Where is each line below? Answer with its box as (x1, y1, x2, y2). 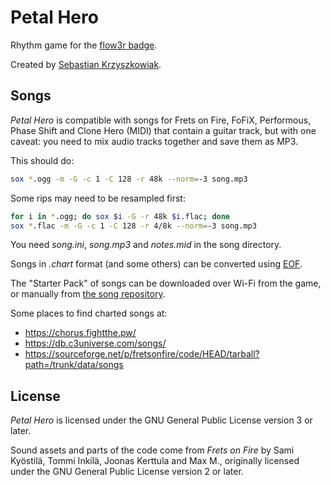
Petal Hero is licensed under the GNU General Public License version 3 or (10, 414, 313, 426)
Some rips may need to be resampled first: (10, 192, 186, 204)
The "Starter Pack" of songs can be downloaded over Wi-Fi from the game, (10, 277, 322, 290)
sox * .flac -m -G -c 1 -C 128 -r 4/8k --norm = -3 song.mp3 (10, 221, 257, 231)
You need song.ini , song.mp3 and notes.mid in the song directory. (10, 239, 282, 251)
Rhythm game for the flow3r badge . (10, 39, 158, 51)
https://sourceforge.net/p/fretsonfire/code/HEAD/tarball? (24, 348, 260, 360)
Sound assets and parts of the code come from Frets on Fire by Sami (10, 444, 295, 456)
